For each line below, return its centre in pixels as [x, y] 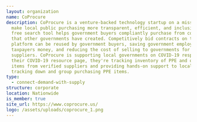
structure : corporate [33, 88]
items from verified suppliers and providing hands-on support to [94, 66]
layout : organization [33, 11]
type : [13, 77]
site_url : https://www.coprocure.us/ [52, 104]
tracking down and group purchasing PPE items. [71, 72]
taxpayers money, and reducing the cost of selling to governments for [101, 50]
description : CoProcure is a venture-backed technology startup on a [93, 22]
